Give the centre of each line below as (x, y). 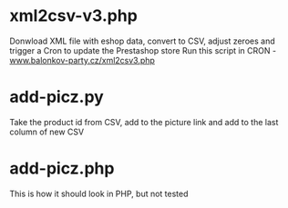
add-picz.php (62, 168)
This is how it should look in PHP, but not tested (99, 193)
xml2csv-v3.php (74, 16)
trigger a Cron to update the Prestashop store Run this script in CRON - (143, 50)
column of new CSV (47, 132)
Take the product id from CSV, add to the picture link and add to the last (144, 122)
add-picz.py (57, 97)
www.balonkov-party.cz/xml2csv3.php (82, 60)
